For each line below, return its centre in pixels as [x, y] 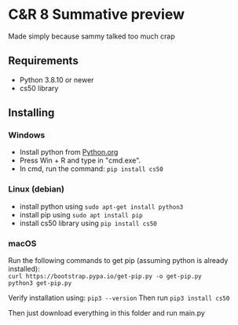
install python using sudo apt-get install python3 [101, 206]
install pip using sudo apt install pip [81, 214]
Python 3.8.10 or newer [57, 79]
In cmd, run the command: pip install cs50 [91, 169]
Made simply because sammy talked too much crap [92, 36]
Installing [31, 113]
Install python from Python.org [69, 152]
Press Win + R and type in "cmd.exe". [80, 161]
